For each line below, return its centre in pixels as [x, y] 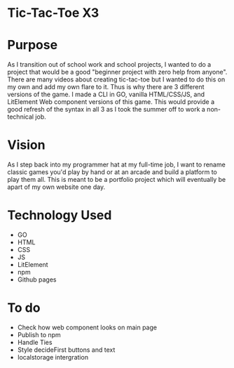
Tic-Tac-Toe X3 [53, 13]
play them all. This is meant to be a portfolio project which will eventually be [117, 180]
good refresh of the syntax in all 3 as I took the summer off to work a [106, 110]
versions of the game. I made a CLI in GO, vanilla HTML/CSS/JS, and [106, 94]
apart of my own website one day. [56, 187]
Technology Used [60, 215]
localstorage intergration [53, 357]
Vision [26, 145]
